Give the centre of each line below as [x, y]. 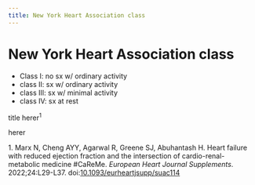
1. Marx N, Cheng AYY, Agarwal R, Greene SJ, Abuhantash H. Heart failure [128, 148]
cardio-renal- [203, 156]
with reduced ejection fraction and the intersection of [94, 156]
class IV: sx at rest [49, 101]
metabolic [24, 165]
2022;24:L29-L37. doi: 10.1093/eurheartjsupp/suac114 [94, 172]
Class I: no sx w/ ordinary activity [73, 76]
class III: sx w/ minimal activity [69, 92]
